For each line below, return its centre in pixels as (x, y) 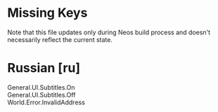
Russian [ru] (44, 68)
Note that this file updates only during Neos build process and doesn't (109, 32)
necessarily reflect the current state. (60, 39)
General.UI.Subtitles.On (41, 87)
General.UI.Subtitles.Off (41, 94)
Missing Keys (47, 13)
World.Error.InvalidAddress (46, 102)
